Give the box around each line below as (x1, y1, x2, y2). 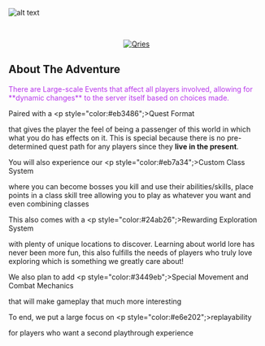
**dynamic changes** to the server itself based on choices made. (8, 93, 230, 102)
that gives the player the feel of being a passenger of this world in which (8, 124, 251, 134)
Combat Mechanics (8, 280, 74, 290)
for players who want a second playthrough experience (8, 327, 193, 337)
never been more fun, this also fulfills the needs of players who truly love (8, 248, 253, 257)
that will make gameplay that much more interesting (8, 296, 182, 306)
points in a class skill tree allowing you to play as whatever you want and (8, 190, 251, 200)
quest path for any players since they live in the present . (48, 141, 239, 151)
